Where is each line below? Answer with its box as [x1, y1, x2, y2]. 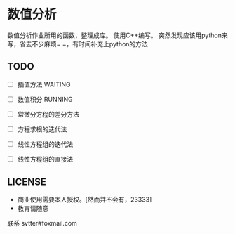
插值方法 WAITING [17, 80, 71, 89]
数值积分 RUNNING [17, 95, 73, 103]
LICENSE [7, 176, 47, 188]
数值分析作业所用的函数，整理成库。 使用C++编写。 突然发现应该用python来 [7, 31, 228, 39]
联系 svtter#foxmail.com [7, 219, 77, 227]
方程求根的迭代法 [17, 124, 67, 134]
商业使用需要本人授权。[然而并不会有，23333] [17, 195, 152, 204]
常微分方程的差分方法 [17, 110, 79, 118]
